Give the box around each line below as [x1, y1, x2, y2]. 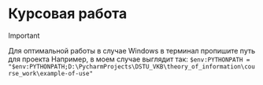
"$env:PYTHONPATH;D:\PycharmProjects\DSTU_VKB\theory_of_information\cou [8, 62, 256, 71]
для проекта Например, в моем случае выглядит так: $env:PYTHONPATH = [8, 54, 250, 64]
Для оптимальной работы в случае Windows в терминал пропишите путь [8, 46, 256, 55]
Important [8, 31, 40, 40]
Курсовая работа [8, 5, 128, 23]
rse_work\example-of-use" [8, 69, 93, 77]
